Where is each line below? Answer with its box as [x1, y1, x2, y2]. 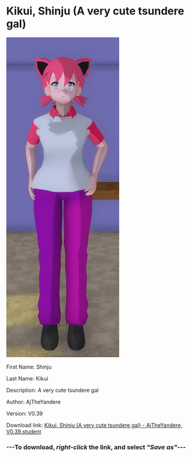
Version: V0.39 [6, 409, 43, 417]
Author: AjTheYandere [6, 398, 61, 405]
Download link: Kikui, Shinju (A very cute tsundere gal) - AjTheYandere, [6, 421, 182, 429]
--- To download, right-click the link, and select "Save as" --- [6, 443, 187, 451]
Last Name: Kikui [6, 375, 48, 382]
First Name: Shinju [6, 363, 52, 370]
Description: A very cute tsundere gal [6, 387, 99, 394]
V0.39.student [6, 427, 42, 435]
